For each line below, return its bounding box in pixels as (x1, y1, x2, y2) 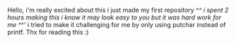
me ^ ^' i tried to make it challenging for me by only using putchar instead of (7, 21, 226, 28)
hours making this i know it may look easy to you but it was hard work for (7, 13, 221, 21)
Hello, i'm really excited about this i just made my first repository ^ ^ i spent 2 (7, 6, 229, 14)
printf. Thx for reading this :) (7, 28, 90, 36)
